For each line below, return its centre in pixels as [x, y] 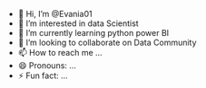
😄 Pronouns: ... [47, 66]
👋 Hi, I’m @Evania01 [55, 14]
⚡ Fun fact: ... [43, 75]
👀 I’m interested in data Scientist [78, 23]
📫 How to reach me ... [60, 53]
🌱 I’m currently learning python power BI [93, 33]
